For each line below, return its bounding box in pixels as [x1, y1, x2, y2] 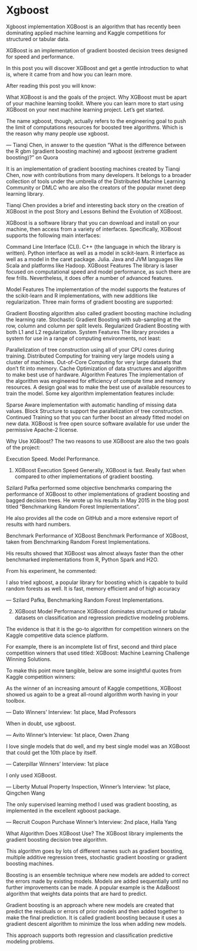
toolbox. [6, 697, 26, 704]
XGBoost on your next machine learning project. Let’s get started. [6, 106, 165, 113]
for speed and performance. [6, 53, 75, 60]
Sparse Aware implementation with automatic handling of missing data [6, 401, 177, 408]
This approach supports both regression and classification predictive [6, 932, 173, 939]
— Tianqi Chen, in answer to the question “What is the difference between [6, 141, 186, 148]
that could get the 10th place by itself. [6, 749, 97, 756]
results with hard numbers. [6, 520, 71, 528]
